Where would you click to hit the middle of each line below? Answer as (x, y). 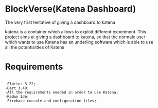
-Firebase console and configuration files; (51, 101)
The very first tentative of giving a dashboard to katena (60, 22)
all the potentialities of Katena (35, 47)
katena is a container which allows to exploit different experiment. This (76, 31)
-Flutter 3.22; (20, 84)
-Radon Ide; (17, 96)
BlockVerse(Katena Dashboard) (70, 9)
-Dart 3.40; (17, 88)
